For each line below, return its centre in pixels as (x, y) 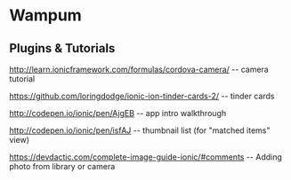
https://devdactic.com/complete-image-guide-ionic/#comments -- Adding (146, 157)
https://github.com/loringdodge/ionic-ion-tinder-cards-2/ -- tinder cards (142, 96)
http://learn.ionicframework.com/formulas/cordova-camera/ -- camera (139, 69)
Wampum (45, 16)
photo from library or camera (62, 166)
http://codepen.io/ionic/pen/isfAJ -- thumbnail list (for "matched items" (140, 130)
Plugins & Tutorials (62, 48)
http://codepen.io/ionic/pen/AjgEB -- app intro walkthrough (118, 113)
